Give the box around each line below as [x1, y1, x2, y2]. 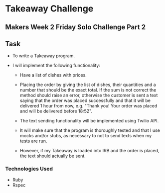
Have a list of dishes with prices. [19, 72, 87, 78]
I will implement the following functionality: [12, 63, 101, 69]
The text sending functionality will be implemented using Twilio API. [19, 118, 159, 124]
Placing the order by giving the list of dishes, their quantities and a [19, 82, 156, 88]
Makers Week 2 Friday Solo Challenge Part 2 [5, 23, 146, 31]
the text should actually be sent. [19, 153, 86, 159]
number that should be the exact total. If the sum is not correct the [19, 87, 157, 93]
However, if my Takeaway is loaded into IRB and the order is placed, [19, 148, 160, 154]
